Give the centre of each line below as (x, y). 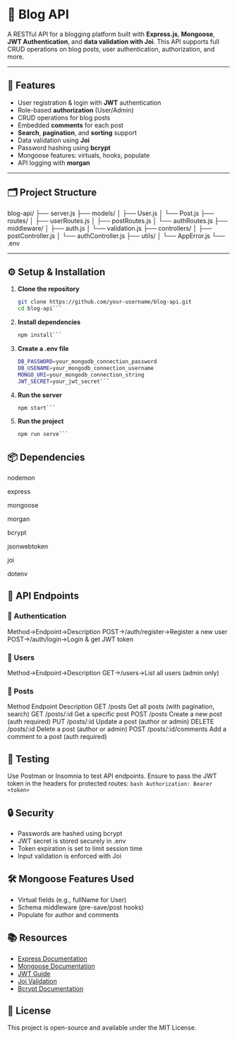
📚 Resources (37, 938)
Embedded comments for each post (70, 125)
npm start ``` (37, 408)
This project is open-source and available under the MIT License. (102, 1028)
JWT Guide (34, 973)
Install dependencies (49, 322)
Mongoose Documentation (56, 966)
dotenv (18, 574)
